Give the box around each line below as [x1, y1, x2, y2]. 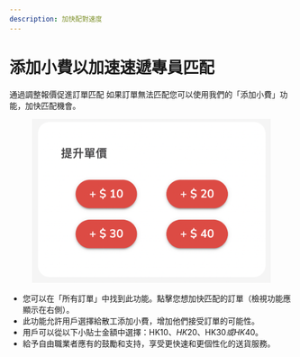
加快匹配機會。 [24, 100, 81, 111]
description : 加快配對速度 [9, 14, 103, 23]
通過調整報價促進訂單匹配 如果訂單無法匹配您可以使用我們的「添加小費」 [9, 88, 280, 99]
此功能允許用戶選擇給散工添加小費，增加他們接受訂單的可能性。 [22, 316, 259, 326]
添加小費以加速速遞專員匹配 [9, 57, 215, 78]
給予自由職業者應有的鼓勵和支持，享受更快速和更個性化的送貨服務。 [22, 338, 276, 349]
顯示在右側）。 [22, 304, 75, 315]
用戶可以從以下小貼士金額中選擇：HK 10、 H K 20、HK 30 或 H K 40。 [22, 326, 264, 337]
